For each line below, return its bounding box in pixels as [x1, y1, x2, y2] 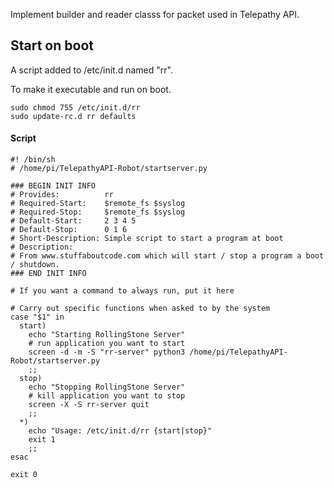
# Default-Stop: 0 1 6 [10, 225, 128, 235]
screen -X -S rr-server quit [28, 400, 150, 410]
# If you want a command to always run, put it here [10, 286, 235, 296]
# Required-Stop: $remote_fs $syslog [10, 207, 186, 218]
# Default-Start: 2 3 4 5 [10, 216, 137, 226]
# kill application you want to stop [28, 391, 186, 401]
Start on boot [10, 37, 94, 54]
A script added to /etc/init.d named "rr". [10, 64, 173, 76]
